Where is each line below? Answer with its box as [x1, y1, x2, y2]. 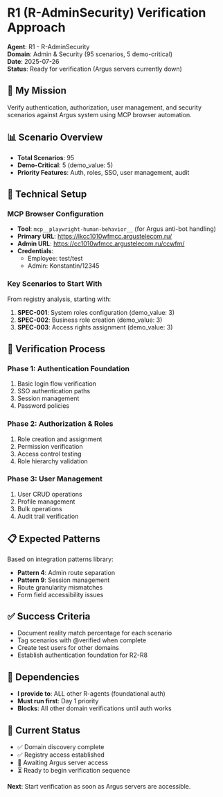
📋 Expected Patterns [7, 533, 100, 545]
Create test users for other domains [17, 644, 119, 652]
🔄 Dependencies [7, 671, 80, 683]
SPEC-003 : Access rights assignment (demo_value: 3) [17, 323, 173, 331]
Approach [7, 19, 66, 35]
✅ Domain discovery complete [17, 743, 105, 751]
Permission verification [17, 442, 83, 450]
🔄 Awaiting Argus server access [17, 758, 109, 767]
